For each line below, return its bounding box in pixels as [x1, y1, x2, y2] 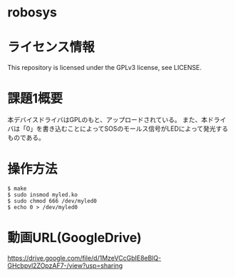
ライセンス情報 [7, 39, 95, 56]
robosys [7, 4, 57, 21]
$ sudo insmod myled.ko [7, 191, 78, 198]
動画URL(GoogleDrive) [7, 230, 142, 246]
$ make [7, 185, 27, 192]
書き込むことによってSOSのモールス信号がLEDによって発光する [42, 124, 229, 133]
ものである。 [7, 134, 45, 142]
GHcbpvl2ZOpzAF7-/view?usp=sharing [7, 261, 123, 270]
